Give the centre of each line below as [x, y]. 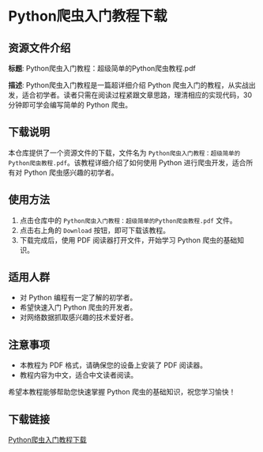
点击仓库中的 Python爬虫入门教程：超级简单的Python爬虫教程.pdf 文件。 [128, 220]
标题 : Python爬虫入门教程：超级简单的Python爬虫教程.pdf [102, 68]
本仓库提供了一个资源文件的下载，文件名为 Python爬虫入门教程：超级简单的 [124, 153]
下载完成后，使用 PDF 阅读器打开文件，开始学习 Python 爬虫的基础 [128, 240]
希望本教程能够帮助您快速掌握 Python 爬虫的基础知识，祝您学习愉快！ [122, 392]
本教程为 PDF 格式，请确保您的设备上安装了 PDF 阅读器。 [113, 365]
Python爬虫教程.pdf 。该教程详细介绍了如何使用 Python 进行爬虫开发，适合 [127, 162]
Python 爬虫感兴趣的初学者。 [71, 172]
